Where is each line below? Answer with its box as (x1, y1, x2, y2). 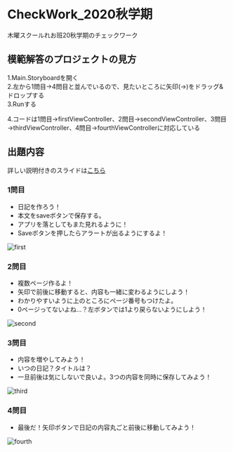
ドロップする (7, 91, 44, 99)
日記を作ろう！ (17, 202, 61, 211)
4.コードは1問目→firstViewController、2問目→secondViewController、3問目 (7, 114, 227, 123)
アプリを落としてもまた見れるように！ (17, 220, 128, 228)
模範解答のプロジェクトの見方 (7, 53, 137, 65)
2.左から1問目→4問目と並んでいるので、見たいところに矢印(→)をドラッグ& (7, 82, 223, 91)
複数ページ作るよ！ (17, 279, 74, 288)
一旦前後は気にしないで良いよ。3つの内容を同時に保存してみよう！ (17, 373, 212, 381)
